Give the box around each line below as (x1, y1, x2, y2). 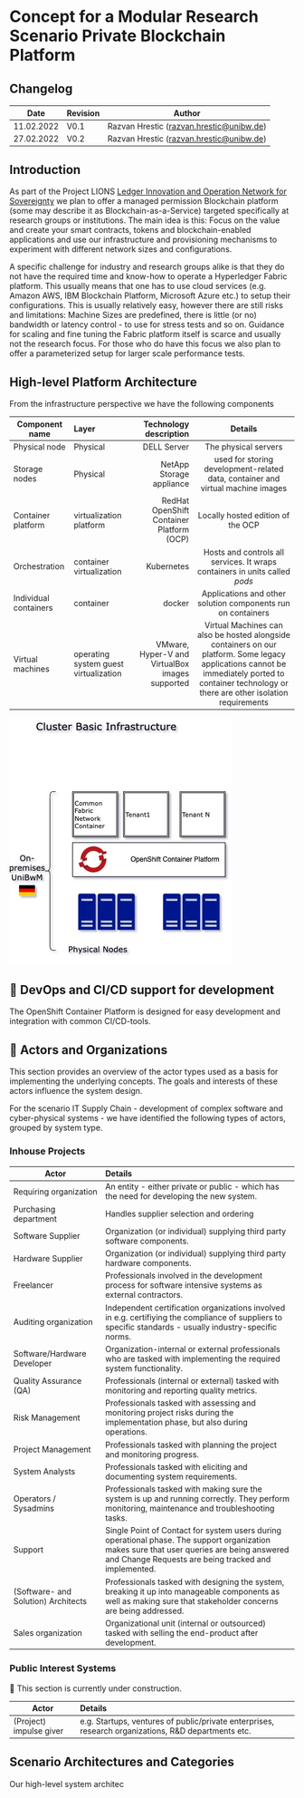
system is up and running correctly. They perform (105, 1493, 290, 1504)
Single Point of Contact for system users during (105, 1525, 282, 1536)
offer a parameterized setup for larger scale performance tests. (9, 348, 246, 359)
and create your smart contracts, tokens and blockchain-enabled (9, 225, 252, 236)
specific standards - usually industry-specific (105, 1321, 278, 1332)
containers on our (211, 639, 278, 650)
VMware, (155, 639, 190, 650)
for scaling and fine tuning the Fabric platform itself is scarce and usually (9, 329, 281, 340)
